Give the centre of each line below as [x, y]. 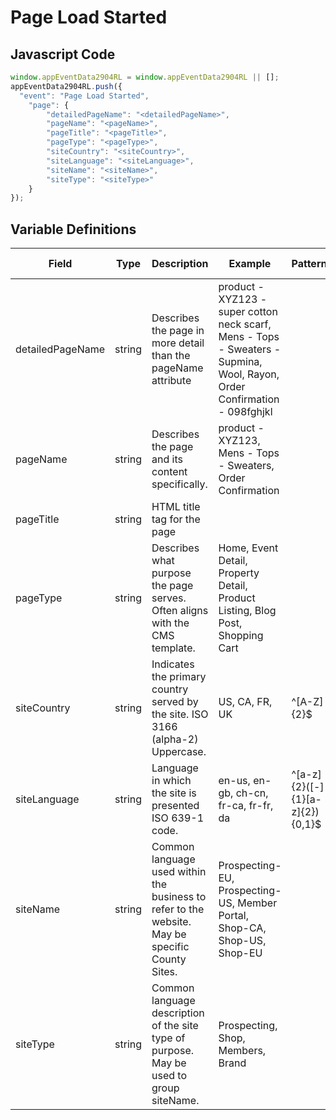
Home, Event [248, 548]
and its [167, 459]
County [169, 959]
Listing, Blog [247, 611]
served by [175, 702]
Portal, [233, 916]
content [169, 472]
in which [171, 781]
